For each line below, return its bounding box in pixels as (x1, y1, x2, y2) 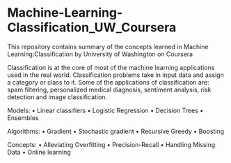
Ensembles (7, 113, 40, 122)
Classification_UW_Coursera (7, 19, 177, 35)
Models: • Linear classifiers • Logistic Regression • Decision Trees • (7, 106, 204, 114)
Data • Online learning (7, 148, 71, 156)
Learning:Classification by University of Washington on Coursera (7, 50, 193, 58)
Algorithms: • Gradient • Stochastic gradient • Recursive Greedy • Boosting (7, 127, 225, 135)
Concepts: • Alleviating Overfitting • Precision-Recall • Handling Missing (7, 140, 216, 148)
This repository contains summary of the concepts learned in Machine (7, 42, 209, 51)
